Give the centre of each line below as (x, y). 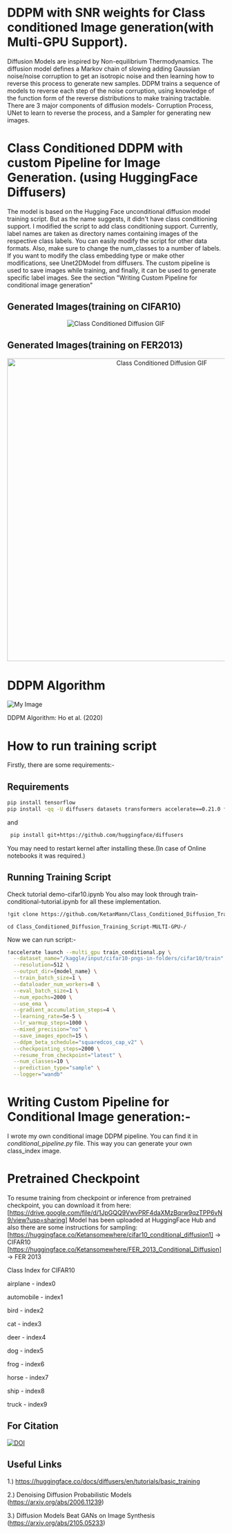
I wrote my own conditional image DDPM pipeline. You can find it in (103, 1136)
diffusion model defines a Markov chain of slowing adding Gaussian (104, 69)
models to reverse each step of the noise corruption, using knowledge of (111, 91)
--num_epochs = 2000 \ (43, 997)
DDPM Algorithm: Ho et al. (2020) (55, 718)
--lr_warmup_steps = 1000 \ (51, 1023)
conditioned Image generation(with (110, 27)
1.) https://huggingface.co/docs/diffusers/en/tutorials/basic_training (104, 1481)
